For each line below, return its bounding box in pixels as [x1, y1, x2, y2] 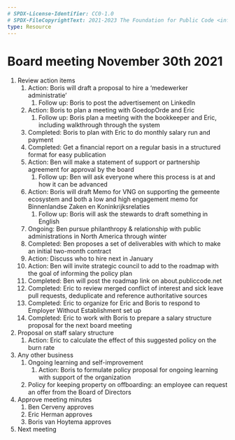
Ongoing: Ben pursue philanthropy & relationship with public [27, 225, 201, 233]
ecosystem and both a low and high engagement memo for [27, 195, 199, 203]
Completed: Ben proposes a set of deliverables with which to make [27, 240, 221, 248]
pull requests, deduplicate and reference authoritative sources [27, 291, 208, 300]
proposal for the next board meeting [27, 321, 132, 330]
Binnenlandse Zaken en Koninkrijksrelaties [27, 203, 150, 211]
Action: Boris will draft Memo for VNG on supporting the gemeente [27, 188, 220, 196]
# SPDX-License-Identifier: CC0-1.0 [7, 10, 114, 17]
